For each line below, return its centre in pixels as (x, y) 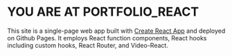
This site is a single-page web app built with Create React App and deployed (116, 31)
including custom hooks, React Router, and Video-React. (88, 45)
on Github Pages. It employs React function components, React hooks (107, 38)
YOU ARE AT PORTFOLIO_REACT (103, 12)
